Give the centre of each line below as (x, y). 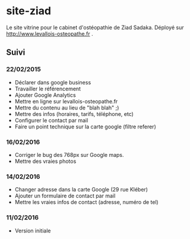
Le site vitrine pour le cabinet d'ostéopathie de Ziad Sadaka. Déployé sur (95, 27)
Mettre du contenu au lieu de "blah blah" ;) (67, 108)
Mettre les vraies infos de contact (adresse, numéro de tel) (86, 202)
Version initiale (33, 231)
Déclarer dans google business (53, 82)
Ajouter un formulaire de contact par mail (65, 196)
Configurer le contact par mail (51, 120)
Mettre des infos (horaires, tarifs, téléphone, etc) (74, 114)
